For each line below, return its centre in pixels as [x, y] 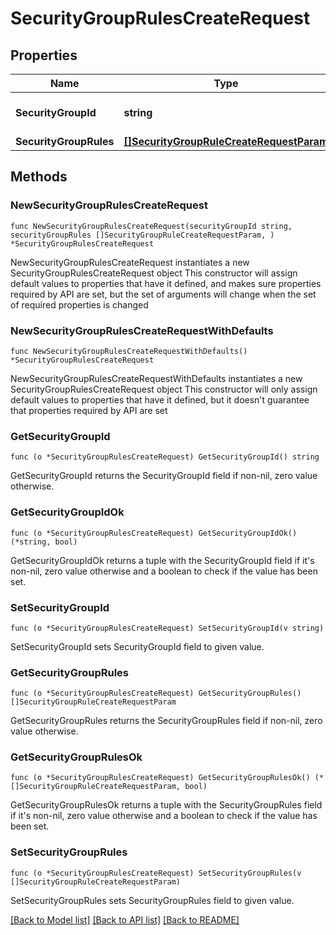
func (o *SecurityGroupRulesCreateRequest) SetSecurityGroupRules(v [156, 873]
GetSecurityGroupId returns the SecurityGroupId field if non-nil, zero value [164, 476]
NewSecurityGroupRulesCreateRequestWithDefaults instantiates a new [156, 378]
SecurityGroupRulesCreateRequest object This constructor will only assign [164, 389]
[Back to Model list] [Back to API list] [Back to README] [125, 919]
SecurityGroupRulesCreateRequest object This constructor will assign [154, 273]
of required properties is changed [79, 304]
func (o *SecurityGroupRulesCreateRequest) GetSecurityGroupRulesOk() [160, 778]
